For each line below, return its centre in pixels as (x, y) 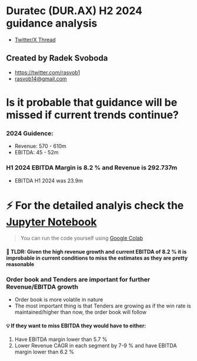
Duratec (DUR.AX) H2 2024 (74, 11)
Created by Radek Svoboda (57, 58)
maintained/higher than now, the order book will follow (81, 312)
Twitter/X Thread (35, 39)
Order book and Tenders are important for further (78, 279)
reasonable (20, 264)
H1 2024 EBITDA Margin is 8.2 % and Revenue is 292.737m (92, 168)
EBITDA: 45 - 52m (36, 153)
